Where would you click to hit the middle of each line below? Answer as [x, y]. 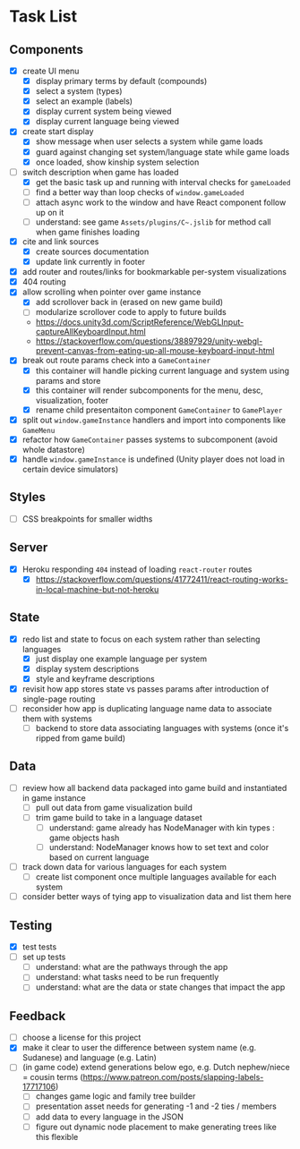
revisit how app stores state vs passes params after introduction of [146, 689]
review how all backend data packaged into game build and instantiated [154, 787]
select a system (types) [79, 91]
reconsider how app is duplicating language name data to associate [147, 708]
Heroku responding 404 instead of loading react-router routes [137, 569]
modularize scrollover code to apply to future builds [131, 312]
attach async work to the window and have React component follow [161, 202]
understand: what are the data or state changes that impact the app [160, 987]
